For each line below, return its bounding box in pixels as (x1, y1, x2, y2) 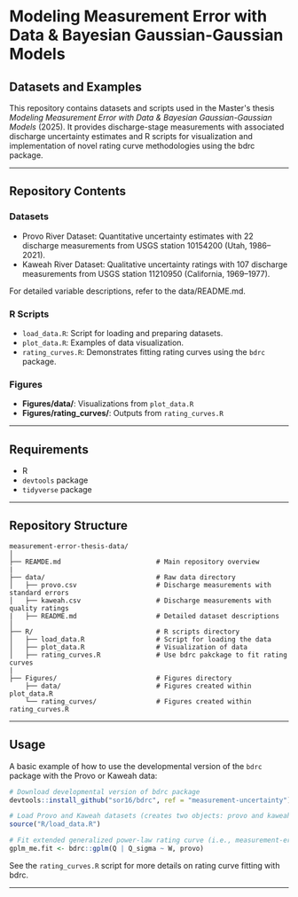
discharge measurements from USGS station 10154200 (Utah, (21, 240, 247, 250)
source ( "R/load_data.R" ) (9, 820, 101, 829)
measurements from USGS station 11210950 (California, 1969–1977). (21, 268, 271, 279)
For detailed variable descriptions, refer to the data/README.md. (9, 286, 247, 296)
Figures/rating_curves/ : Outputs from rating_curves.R (21, 408, 224, 419)
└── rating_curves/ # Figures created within (25, 696, 252, 706)
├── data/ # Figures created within (25, 681, 252, 690)
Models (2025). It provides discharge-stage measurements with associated (9, 122, 285, 132)
